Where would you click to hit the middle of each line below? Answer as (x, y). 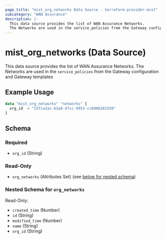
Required (16, 143)
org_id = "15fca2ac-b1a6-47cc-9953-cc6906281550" (63, 108)
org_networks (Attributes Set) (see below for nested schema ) (74, 177)
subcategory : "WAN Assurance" (36, 14)
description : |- (22, 19)
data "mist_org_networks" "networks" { (46, 104)
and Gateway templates (29, 77)
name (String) (25, 226)
